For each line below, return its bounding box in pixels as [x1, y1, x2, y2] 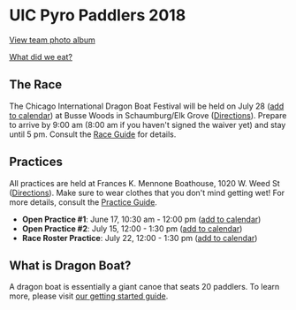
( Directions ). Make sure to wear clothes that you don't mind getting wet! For [9, 187, 285, 198]
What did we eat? [9, 51, 73, 62]
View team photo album [9, 34, 95, 45]
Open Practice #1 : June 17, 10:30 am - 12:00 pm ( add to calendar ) [21, 214, 262, 224]
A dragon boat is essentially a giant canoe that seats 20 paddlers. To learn [9, 282, 280, 292]
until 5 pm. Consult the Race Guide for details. [9, 129, 177, 140]
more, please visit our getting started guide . [9, 291, 169, 301]
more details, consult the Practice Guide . [9, 196, 157, 208]
